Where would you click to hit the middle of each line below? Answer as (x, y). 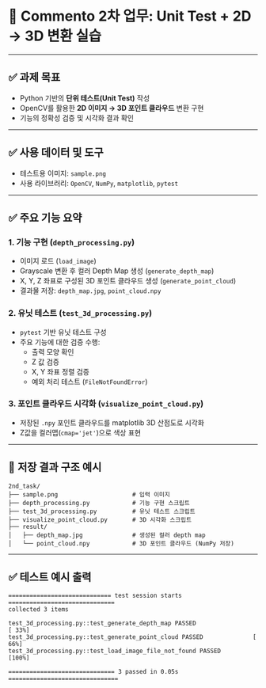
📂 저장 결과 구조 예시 (55, 468)
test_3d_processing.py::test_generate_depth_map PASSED (102, 623)
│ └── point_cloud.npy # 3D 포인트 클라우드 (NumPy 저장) (122, 543)
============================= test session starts (95, 596)
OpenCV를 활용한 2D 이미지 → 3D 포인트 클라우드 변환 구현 (112, 108)
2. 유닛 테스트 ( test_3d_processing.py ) (80, 314)
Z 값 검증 (45, 362)
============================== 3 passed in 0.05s (93, 672)
